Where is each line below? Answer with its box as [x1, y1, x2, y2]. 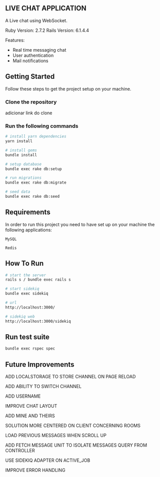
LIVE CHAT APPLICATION [5, 4, 87, 13]
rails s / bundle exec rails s [5, 277, 71, 282]
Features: [5, 37, 25, 43]
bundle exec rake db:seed [5, 194, 60, 199]
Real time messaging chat [12, 47, 67, 53]
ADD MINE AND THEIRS [5, 413, 55, 419]
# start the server [5, 273, 46, 278]
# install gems [5, 148, 37, 153]
